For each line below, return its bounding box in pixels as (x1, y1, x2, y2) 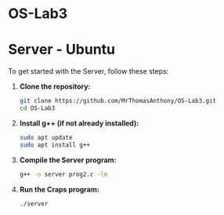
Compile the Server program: (19, 155, 117, 165)
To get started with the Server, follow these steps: (8, 67, 169, 76)
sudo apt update (19, 133, 73, 141)
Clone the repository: (19, 82, 91, 91)
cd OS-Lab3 (19, 104, 56, 112)
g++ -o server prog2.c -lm (19, 170, 108, 178)
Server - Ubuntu (8, 41, 116, 59)
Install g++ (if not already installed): (19, 118, 139, 128)
